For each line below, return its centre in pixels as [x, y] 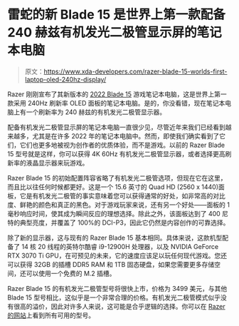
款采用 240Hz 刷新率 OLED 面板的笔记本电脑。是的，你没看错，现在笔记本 [116, 103]
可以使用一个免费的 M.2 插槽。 [71, 273]
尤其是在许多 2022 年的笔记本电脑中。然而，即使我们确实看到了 [126, 136]
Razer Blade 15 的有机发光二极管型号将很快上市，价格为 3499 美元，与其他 [117, 288]
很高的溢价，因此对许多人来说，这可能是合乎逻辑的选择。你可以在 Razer [119, 306]
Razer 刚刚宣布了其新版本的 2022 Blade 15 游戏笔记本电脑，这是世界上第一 [117, 94]
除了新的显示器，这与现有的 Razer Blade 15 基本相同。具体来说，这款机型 [115, 238]
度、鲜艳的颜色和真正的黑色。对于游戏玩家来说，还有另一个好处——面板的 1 [118, 205]
